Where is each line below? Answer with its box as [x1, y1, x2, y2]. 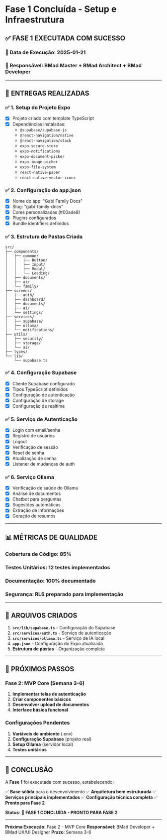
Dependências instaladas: [12, 121, 66, 127]
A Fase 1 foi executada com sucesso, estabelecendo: [5, 779, 114, 785]
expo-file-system [19, 164, 56, 170]
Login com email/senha [12, 427, 61, 433]
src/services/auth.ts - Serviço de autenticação [12, 630, 112, 636]
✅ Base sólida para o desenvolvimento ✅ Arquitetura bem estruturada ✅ [5, 788, 157, 795]
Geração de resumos [12, 513, 56, 519]
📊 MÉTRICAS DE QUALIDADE [5, 533, 98, 541]
